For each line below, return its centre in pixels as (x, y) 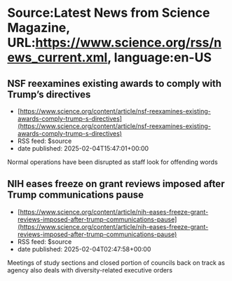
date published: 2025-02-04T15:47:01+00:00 (83, 148)
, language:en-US (159, 58)
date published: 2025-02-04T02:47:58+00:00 (84, 249)
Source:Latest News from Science (109, 13)
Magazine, (39, 28)
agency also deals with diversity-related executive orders (90, 270)
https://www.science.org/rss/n (129, 43)
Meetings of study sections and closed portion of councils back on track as (116, 262)
